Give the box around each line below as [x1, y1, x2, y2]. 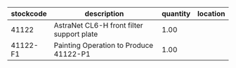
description [84, 9, 124, 18]
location [197, 9, 225, 18]
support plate [53, 29, 98, 39]
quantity [161, 9, 191, 18]
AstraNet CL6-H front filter [53, 21, 143, 30]
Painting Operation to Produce [53, 41, 154, 50]
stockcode [11, 9, 47, 18]
